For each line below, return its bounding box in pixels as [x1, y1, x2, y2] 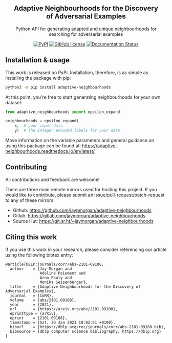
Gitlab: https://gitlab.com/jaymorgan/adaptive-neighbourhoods [12, 212, 146, 219]
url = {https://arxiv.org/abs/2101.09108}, [10, 306, 118, 311]
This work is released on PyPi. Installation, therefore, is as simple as [5, 69, 148, 76]
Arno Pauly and [39, 275, 72, 280]
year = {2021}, [10, 302, 54, 307]
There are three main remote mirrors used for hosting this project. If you [5, 186, 157, 192]
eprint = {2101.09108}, [10, 315, 68, 321]
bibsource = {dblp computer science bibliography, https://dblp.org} [10, 329, 161, 334]
